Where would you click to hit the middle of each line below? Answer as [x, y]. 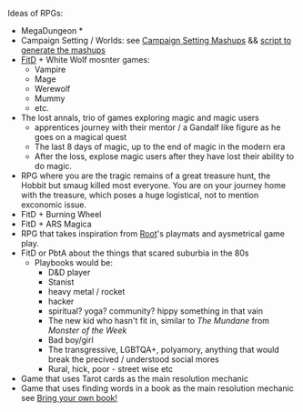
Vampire [50, 69]
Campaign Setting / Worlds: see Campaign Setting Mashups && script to [156, 40]
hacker [61, 301]
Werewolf [52, 89]
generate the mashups [63, 50]
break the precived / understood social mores [133, 359]
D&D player [69, 272]
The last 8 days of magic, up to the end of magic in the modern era [160, 146]
